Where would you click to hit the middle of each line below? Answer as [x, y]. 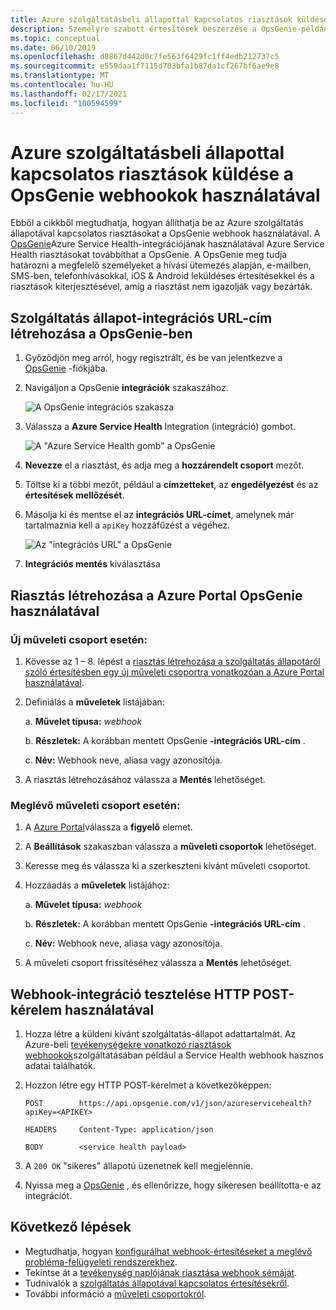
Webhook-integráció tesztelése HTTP [130, 994]
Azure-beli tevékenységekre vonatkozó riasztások [128, 1045]
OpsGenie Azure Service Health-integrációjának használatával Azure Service [167, 244]
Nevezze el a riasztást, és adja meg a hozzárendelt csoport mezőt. [164, 465]
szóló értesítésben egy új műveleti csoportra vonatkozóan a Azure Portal [174, 672]
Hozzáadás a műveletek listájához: [97, 885]
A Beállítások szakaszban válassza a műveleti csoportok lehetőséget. [170, 847]
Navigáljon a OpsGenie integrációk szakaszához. [126, 388]
